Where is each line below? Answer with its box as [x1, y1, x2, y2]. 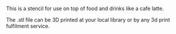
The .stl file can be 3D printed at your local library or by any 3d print [6, 16, 170, 23]
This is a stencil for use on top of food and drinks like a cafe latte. [6, 5, 164, 12]
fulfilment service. [6, 23, 50, 29]
